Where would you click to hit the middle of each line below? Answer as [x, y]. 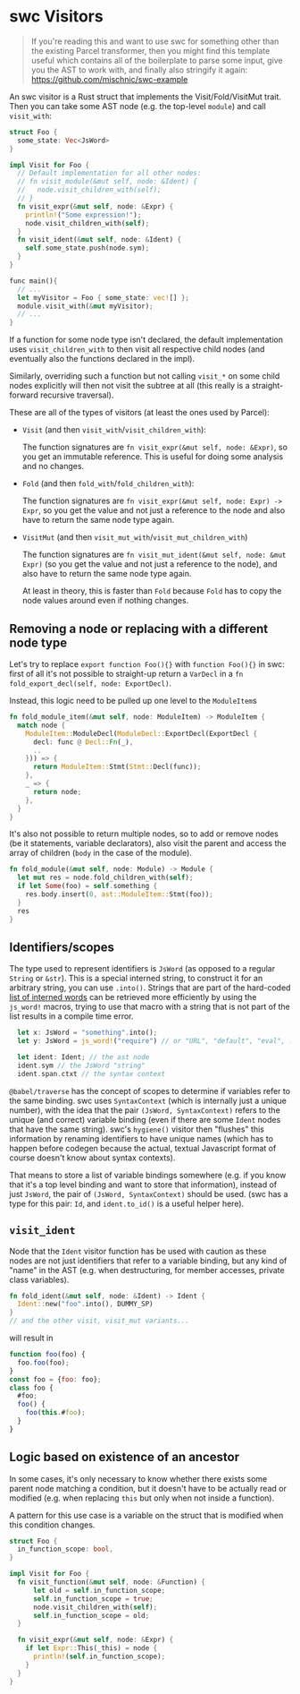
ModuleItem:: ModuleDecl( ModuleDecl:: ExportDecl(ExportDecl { [141, 733]
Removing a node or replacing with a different [139, 629]
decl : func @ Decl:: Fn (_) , [83, 742]
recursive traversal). [77, 395]
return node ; [57, 791]
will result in [31, 1338]
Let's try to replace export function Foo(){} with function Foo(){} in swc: [147, 664]
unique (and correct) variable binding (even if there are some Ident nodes [145, 1119]
